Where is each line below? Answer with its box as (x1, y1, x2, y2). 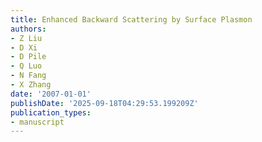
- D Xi (10, 42, 38, 53)
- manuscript (10, 117, 65, 127)
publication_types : (10, 107, 92, 118)
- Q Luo (10, 61, 43, 71)
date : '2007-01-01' (10, 89, 92, 99)
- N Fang (10, 71, 47, 81)
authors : (10, 24, 47, 34)
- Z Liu (10, 33, 43, 43)
